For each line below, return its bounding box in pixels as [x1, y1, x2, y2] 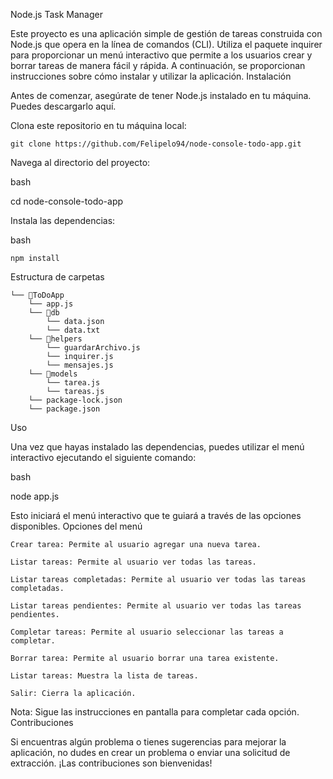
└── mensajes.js [46, 360, 114, 370]
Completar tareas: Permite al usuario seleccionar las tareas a [10, 627, 284, 637]
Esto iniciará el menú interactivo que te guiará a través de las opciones [10, 510, 302, 521]
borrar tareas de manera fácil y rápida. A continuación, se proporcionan [10, 60, 306, 71]
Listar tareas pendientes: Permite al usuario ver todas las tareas [10, 601, 302, 611]
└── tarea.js [46, 378, 101, 388]
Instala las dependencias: [10, 215, 116, 226]
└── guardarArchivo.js [46, 343, 141, 353]
